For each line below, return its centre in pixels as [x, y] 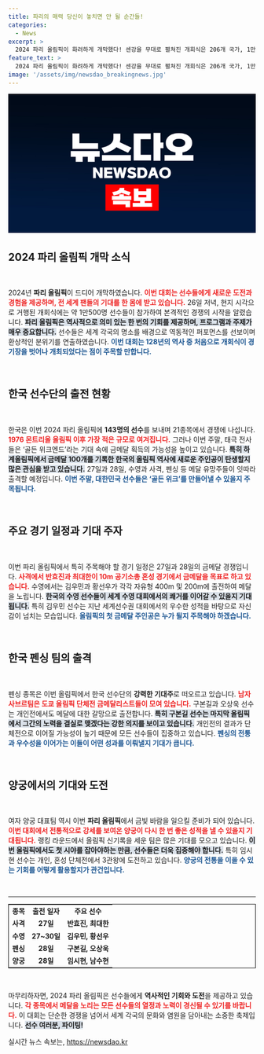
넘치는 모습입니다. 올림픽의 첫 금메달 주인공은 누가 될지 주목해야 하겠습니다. [137, 615]
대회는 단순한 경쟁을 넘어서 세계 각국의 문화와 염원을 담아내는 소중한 [131, 1015]
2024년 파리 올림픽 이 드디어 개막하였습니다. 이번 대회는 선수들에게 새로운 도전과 [130, 293]
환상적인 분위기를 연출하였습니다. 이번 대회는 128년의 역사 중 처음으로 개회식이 [127, 342]
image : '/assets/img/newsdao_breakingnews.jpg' [88, 75]
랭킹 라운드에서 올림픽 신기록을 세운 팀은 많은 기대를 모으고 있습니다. [143, 840]
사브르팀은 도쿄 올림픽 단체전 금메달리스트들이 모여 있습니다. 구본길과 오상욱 [124, 703]
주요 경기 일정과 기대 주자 [66, 531]
